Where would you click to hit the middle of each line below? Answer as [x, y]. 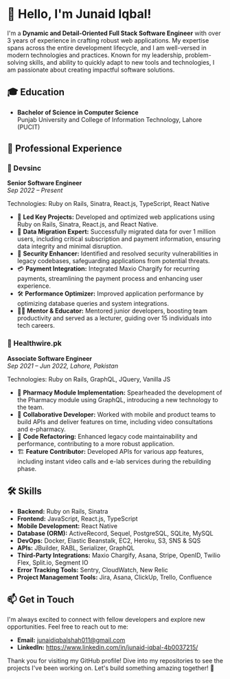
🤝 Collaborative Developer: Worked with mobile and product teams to [116, 414]
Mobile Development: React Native [67, 525]
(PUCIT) [28, 127]
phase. [27, 468]
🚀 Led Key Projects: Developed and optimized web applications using [116, 217]
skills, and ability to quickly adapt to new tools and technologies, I [122, 62]
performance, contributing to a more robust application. [96, 443]
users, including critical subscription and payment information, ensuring [119, 239]
